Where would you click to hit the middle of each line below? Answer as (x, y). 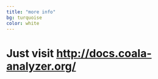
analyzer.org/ (41, 66)
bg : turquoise (24, 18)
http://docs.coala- (104, 53)
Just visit (30, 53)
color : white (23, 23)
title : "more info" (31, 12)
